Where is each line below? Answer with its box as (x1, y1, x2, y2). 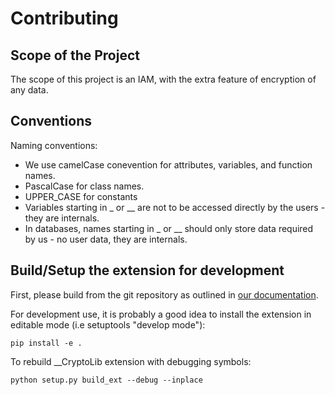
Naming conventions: (10, 139, 98, 151)
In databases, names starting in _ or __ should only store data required (24, 222, 314, 234)
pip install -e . (10, 338, 83, 348)
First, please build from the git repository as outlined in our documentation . (10, 288, 319, 301)
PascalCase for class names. (24, 180, 145, 192)
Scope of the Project (10, 47, 140, 64)
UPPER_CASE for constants (24, 190, 138, 202)
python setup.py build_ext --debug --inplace (10, 375, 203, 385)
